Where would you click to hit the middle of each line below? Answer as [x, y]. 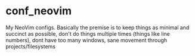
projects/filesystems [31, 46]
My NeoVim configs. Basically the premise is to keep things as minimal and [97, 27]
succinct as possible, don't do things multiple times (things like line [88, 33]
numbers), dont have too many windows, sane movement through [86, 40]
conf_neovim [39, 11]
